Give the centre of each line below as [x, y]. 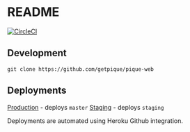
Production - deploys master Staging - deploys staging [86, 107]
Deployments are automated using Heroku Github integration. [95, 121]
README [33, 12]
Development [37, 53]
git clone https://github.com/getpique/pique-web [81, 69]
